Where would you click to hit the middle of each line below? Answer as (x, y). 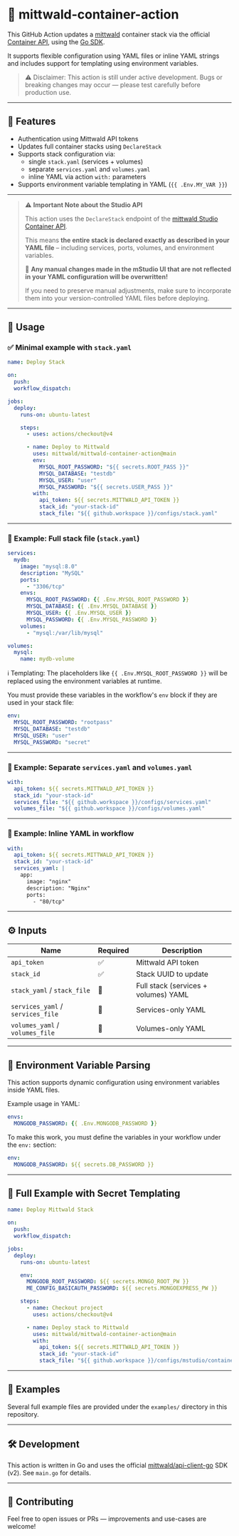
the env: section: (32, 1145)
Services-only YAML (171, 1010)
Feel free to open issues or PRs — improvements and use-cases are (107, 1519)
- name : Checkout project (64, 1308)
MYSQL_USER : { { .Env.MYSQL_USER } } (79, 613)
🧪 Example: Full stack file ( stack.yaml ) (74, 538)
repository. (23, 1414)
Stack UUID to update (172, 974)
